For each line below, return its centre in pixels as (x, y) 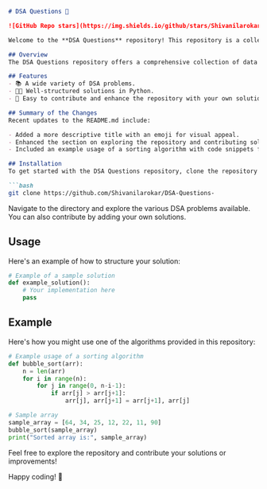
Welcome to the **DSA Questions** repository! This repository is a (124, 40)
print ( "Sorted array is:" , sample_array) (78, 437)
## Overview (28, 55)
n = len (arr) (44, 371)
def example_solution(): (49, 283)
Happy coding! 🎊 (36, 476)
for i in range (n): (55, 378)
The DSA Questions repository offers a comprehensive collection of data (133, 62)
